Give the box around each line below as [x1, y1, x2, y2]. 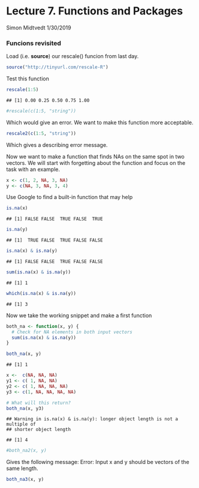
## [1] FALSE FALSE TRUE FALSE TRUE [6, 216, 103, 222]
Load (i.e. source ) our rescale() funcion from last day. [6, 53, 139, 60]
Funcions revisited [6, 39, 62, 47]
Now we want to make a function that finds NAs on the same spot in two [6, 153, 185, 160]
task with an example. [6, 165, 61, 173]
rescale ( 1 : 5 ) [6, 87, 39, 93]
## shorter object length [6, 427, 71, 433]
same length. [6, 465, 38, 472]
